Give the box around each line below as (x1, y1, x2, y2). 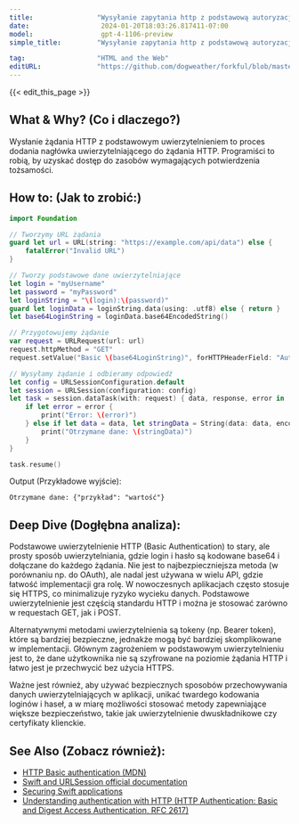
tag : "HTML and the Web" (9, 54, 169, 63)
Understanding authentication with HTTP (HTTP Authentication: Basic (21, 795, 279, 806)
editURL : (9, 62, 42, 71)
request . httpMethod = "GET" (9, 345, 114, 354)
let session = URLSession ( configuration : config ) (9, 386, 198, 395)
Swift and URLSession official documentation (21, 777, 189, 787)
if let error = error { (25, 403, 114, 412)
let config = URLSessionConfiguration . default (9, 378, 185, 387)
